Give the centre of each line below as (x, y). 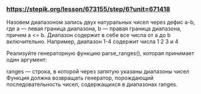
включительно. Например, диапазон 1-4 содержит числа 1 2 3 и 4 (93, 42)
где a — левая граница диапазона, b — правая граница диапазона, (94, 29)
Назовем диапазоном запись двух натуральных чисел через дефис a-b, (101, 22)
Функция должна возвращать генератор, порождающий (80, 78)
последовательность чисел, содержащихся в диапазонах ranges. (92, 84)
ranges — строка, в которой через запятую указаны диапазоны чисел (98, 72)
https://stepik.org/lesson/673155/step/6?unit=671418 (88, 9)
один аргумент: (27, 60)
